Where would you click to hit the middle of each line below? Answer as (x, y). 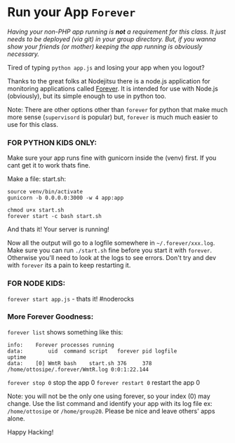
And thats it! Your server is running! (59, 229)
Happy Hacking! (31, 432)
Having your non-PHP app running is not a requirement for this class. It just (117, 32)
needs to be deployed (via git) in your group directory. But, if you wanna (112, 39)
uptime (17, 357)
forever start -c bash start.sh (54, 217)
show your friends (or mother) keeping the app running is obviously (105, 46)
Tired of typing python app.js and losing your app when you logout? (106, 67)
